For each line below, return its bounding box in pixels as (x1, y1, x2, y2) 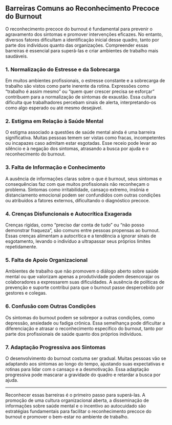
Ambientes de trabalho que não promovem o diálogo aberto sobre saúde (5, 268, 159, 274)
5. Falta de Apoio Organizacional (5, 256, 88, 263)
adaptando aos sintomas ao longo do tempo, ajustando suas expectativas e (5, 360, 165, 366)
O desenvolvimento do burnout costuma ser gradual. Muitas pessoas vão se (5, 355, 166, 361)
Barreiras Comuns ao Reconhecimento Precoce (5, 4, 160, 13)
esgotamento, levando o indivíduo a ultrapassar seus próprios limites (5, 238, 151, 244)
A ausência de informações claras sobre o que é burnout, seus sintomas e (5, 176, 162, 182)
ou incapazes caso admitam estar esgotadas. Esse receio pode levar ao (5, 140, 157, 146)
